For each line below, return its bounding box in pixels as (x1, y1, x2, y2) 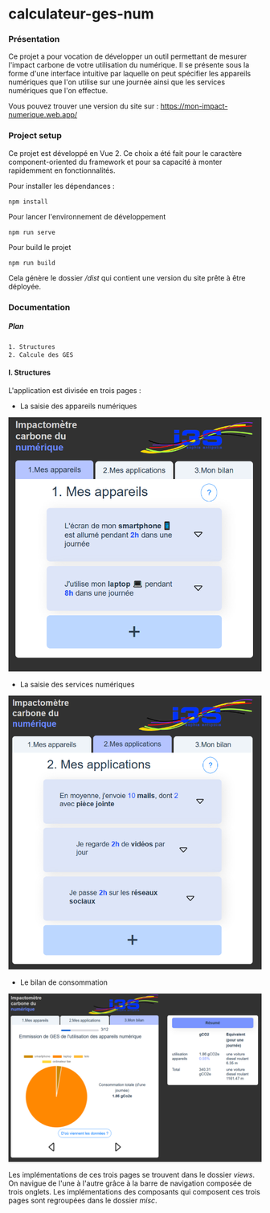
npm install (8, 198, 48, 206)
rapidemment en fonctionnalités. (8, 166, 116, 175)
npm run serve (8, 228, 56, 236)
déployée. (8, 281, 42, 291)
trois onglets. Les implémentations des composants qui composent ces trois (8, 1187, 261, 1197)
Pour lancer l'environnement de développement (8, 211, 166, 221)
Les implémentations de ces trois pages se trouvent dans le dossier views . (8, 1170, 256, 1180)
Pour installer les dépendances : (8, 181, 115, 191)
